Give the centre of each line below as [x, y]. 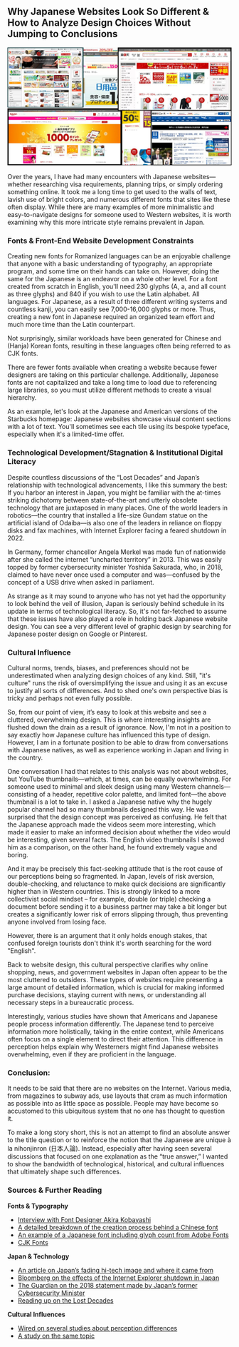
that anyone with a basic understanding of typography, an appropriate [110, 264]
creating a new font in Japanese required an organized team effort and [111, 317]
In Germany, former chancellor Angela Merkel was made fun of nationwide [117, 552]
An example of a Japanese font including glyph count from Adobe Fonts [123, 1235]
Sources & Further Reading [55, 1190]
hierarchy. [22, 398]
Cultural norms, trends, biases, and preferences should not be [99, 668]
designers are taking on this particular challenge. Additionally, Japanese [113, 375]
